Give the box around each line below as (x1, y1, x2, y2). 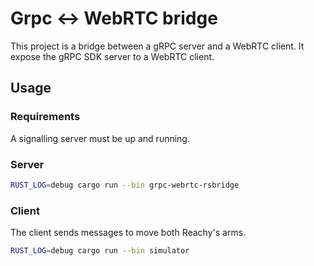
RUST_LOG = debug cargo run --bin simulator (10, 246, 190, 256)
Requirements (10, 110, 81, 124)
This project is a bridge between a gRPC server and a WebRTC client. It (10, 40, 305, 52)
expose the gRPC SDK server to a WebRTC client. (10, 50, 215, 62)
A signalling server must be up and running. (10, 132, 190, 144)
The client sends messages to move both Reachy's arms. (10, 227, 247, 239)
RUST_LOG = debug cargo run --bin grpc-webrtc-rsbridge (10, 180, 240, 190)
